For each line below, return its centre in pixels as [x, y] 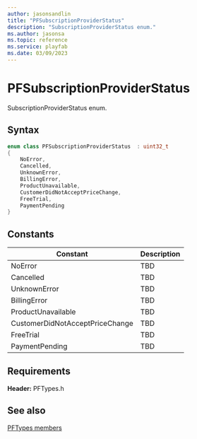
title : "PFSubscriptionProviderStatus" [66, 21]
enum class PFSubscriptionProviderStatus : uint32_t [88, 146]
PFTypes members [35, 428]
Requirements [39, 371]
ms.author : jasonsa [36, 34]
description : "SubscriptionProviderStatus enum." [82, 27]
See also [26, 411]
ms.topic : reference [38, 40]
